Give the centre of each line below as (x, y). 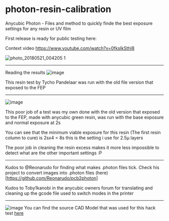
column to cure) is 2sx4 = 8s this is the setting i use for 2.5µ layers (74, 138)
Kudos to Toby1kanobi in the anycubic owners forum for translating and (79, 188)
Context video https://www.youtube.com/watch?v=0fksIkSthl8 (70, 48)
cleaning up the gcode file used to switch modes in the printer (70, 193)
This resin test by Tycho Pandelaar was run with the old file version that (79, 82)
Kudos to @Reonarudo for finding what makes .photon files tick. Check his (82, 167)
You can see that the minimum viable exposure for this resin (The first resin (83, 132)
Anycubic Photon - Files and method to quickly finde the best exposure (79, 23)
